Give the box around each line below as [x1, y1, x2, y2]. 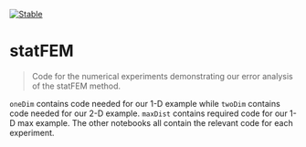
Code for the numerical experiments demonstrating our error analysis [31, 70, 294, 81]
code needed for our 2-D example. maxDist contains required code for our [9, 108, 288, 119]
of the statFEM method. [31, 80, 121, 91]
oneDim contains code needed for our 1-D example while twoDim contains [9, 98, 280, 109]
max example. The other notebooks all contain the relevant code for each [17, 117, 294, 128]
